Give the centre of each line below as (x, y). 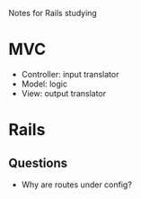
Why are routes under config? (76, 185)
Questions (38, 163)
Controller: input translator (70, 74)
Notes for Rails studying (53, 13)
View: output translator (64, 93)
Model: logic (44, 84)
